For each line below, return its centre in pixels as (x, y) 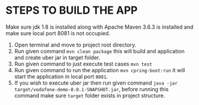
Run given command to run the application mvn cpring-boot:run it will (100, 70)
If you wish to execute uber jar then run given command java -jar (96, 83)
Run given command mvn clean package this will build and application (99, 51)
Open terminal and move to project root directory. (75, 45)
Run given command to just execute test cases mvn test (83, 64)
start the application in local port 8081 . (61, 76)
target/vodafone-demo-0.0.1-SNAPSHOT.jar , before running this (91, 89)
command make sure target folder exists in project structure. (90, 95)
